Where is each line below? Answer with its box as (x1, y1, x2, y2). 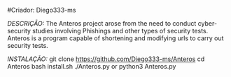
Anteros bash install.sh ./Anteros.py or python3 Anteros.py (7, 62, 176, 70)
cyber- (197, 19, 218, 27)
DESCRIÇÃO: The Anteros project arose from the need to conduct (7, 19, 197, 27)
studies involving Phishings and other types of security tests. (32, 27, 209, 35)
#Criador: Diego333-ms (7, 6, 76, 14)
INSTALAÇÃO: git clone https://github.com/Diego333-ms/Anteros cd (7, 55, 205, 63)
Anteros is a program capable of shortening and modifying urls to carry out (7, 34, 224, 42)
